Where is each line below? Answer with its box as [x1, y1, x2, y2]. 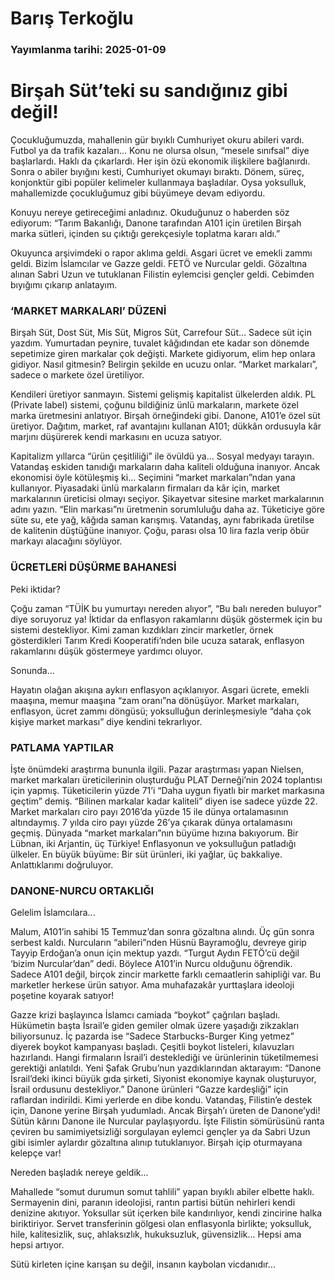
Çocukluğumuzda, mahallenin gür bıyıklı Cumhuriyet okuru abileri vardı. [10, 134, 305, 146]
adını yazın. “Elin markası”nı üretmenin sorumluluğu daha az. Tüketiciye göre [10, 503, 325, 516]
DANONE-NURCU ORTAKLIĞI [10, 883, 155, 897]
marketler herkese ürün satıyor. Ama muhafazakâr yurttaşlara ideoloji [10, 979, 295, 991]
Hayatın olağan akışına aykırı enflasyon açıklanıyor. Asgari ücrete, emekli [10, 683, 310, 696]
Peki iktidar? [10, 583, 61, 595]
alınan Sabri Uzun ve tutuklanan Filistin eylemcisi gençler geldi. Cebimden [10, 268, 315, 281]
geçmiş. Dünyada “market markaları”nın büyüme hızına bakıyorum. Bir [10, 827, 299, 839]
